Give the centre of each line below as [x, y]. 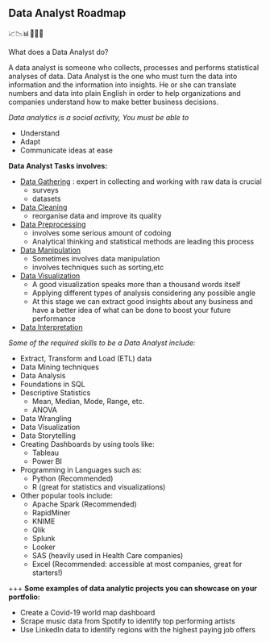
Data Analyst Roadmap [67, 13]
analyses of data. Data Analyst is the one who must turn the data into [123, 76]
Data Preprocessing [53, 224]
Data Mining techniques [59, 367]
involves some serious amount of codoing [102, 232]
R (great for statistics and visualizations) [99, 486]
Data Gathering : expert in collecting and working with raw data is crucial [141, 181]
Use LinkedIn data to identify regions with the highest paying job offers [138, 629]
